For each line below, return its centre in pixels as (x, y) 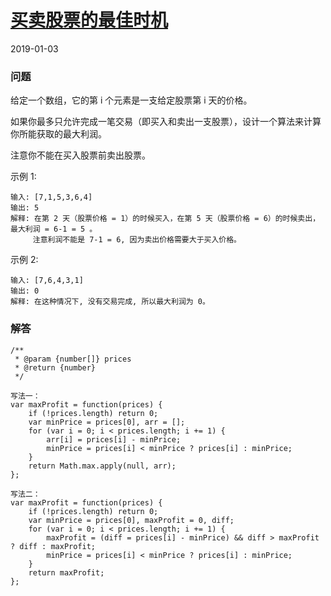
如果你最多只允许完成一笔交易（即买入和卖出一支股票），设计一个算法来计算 (166, 122)
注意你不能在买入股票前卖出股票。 (80, 155)
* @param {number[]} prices (73, 359)
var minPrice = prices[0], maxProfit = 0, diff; (131, 520)
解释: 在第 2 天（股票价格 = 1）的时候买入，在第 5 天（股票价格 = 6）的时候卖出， (165, 219)
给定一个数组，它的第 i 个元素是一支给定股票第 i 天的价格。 (131, 100)
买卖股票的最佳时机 (89, 20)
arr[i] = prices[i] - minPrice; (114, 439)
